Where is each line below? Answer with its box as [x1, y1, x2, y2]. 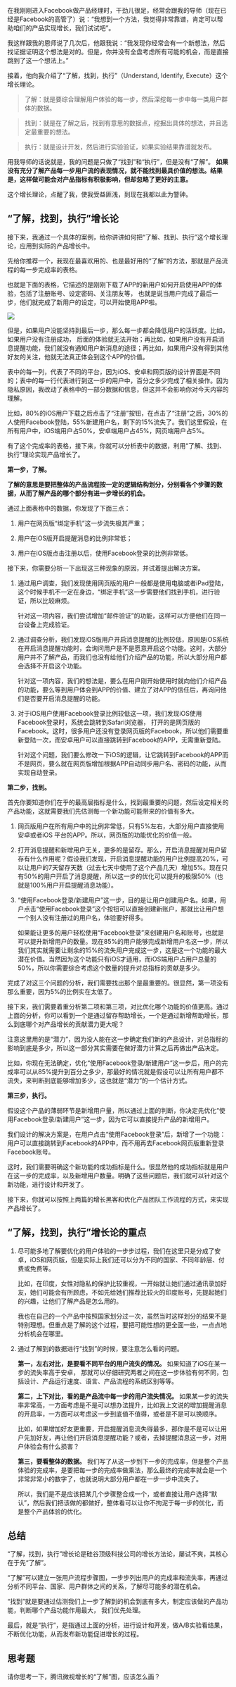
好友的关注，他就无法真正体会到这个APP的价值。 [7, 352, 149, 361]
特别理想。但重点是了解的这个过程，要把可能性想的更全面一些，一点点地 [17, 1320, 227, 1329]
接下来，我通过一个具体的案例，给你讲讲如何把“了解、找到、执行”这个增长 [7, 232, 223, 241]
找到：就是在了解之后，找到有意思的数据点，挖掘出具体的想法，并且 [24, 119, 222, 127]
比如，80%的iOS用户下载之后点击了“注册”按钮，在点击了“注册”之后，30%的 [7, 409, 228, 417]
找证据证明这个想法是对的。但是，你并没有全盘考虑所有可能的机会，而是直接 [7, 48, 229, 56]
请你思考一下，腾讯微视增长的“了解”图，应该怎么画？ [7, 1672, 161, 1681]
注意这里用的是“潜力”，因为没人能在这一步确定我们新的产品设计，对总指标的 [7, 1035, 228, 1043]
